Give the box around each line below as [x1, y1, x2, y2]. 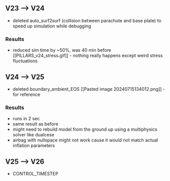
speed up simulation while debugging [12, 23, 91, 29]
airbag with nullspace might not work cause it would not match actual [12, 137, 158, 143]
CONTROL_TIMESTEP [12, 171, 58, 177]
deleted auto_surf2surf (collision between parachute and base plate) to [12, 17, 161, 23]
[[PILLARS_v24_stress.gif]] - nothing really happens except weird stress [12, 53, 163, 59]
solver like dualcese [12, 132, 55, 138]
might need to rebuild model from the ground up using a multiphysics [12, 126, 157, 132]
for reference [12, 91, 41, 97]
